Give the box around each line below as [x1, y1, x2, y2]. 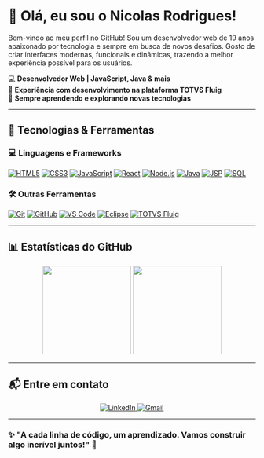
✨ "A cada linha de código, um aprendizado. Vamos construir [8, 430, 246, 441]
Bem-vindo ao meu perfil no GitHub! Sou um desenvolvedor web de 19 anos [8, 33, 255, 42]
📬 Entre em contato [8, 378, 109, 391]
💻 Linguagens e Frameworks [8, 148, 122, 159]
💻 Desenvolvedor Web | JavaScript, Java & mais [8, 74, 170, 83]
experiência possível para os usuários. [8, 58, 133, 68]
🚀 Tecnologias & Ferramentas [8, 123, 155, 137]
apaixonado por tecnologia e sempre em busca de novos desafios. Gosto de [8, 41, 255, 50]
